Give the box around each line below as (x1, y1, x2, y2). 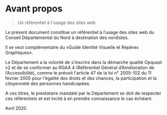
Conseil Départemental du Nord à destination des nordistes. (5, 34, 129, 40)
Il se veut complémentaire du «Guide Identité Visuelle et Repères (5, 44, 139, 50)
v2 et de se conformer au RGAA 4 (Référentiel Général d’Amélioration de (5, 64, 154, 70)
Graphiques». (5, 49, 34, 55)
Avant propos (5, 3, 63, 14)
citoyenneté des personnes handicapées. (5, 80, 91, 86)
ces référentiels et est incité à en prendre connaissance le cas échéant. (5, 95, 153, 101)
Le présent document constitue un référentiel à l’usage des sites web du (5, 29, 154, 35)
